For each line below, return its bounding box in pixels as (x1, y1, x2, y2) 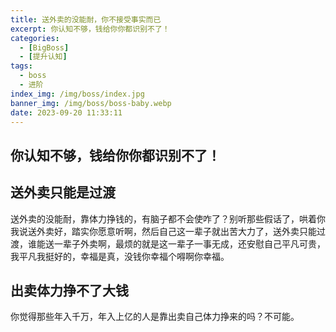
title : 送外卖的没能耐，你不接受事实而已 (10, 14, 162, 25)
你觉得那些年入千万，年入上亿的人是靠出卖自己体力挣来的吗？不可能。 (10, 311, 300, 323)
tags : (10, 61, 33, 71)
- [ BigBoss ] (19, 42, 70, 53)
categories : (10, 33, 60, 43)
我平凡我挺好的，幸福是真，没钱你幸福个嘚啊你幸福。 (10, 250, 230, 262)
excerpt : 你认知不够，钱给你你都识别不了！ (10, 24, 170, 34)
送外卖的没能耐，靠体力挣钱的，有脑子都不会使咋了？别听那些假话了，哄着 (10, 212, 317, 225)
